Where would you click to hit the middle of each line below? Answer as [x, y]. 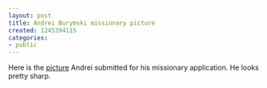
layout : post [30, 15]
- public [23, 45]
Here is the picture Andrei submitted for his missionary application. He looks [134, 67]
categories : [28, 38]
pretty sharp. [30, 76]
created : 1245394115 [43, 30]
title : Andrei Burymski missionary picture [82, 23]
